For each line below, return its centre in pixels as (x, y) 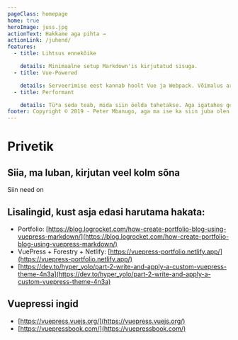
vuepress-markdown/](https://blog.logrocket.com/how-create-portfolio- (123, 236)
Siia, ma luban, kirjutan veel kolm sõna (94, 172)
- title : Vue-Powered (46, 73)
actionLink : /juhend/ (39, 40)
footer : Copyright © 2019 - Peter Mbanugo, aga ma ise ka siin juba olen (119, 112)
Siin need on (25, 190)
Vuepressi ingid (43, 304)
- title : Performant (44, 92)
